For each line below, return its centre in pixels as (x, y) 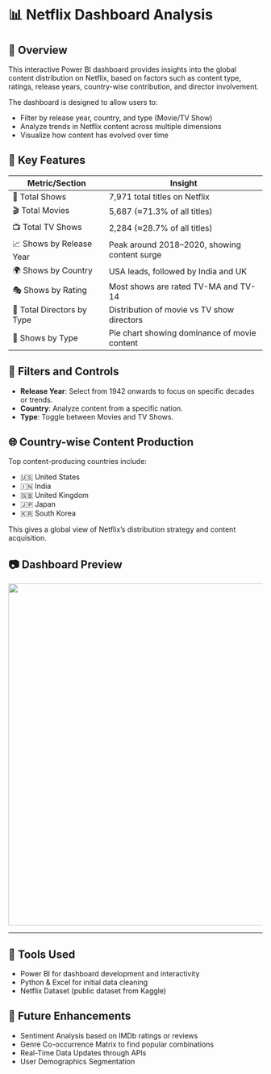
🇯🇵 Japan (38, 504)
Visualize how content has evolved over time (94, 135)
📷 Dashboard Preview (65, 564)
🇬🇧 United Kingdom (54, 495)
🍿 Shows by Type (45, 337)
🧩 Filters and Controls (64, 372)
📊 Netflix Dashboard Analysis (111, 15)
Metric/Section (56, 183)
